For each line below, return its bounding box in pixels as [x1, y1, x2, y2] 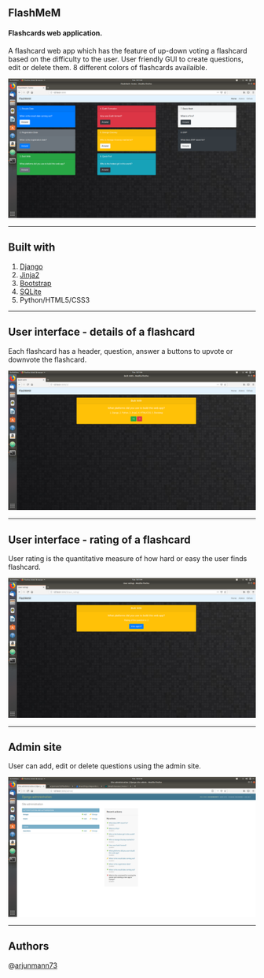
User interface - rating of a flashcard [8, 533, 191, 546]
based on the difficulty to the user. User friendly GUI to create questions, [8, 54, 244, 64]
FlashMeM [8, 6, 61, 20]
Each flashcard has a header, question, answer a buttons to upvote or [8, 346, 233, 355]
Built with [8, 240, 56, 255]
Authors [8, 939, 49, 953]
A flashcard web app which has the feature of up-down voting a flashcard [8, 46, 247, 55]
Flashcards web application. [8, 28, 103, 38]
